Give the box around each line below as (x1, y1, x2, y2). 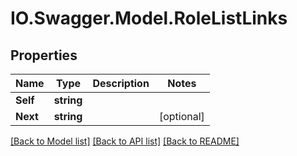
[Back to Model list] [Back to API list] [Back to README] (10, 135, 240, 147)
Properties (10, 47, 78, 64)
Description (92, 77, 150, 90)
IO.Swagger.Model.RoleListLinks (10, 7, 288, 30)
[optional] (158, 110, 205, 123)
